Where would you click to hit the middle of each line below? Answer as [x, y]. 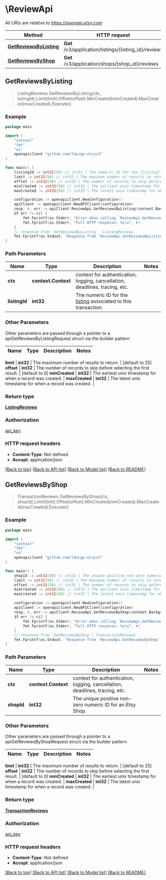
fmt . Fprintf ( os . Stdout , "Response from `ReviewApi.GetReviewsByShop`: [88, 640]
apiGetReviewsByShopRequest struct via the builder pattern [66, 742]
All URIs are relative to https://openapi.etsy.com [54, 23]
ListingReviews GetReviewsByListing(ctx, [59, 93]
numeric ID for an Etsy [110, 705]
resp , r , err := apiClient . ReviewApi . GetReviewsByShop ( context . [82, 612]
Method [33, 35]
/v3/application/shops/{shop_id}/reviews [111, 64]
